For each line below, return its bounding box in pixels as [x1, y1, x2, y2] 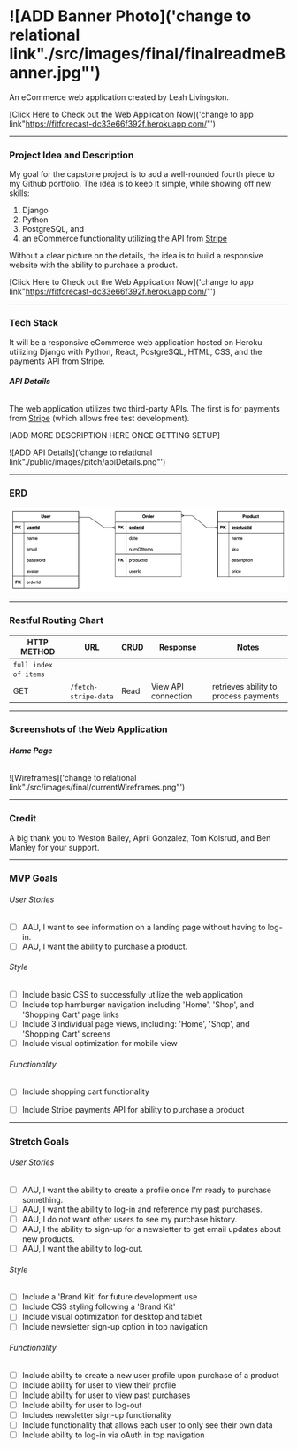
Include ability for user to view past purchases [21, 1390, 191, 1400]
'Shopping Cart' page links [21, 1009, 119, 1020]
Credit [9, 813, 37, 825]
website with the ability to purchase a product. [9, 259, 179, 271]
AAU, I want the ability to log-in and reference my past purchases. [21, 1204, 263, 1214]
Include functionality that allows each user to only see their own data [21, 1420, 273, 1430]
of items [12, 670, 46, 679]
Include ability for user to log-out [21, 1399, 142, 1410]
